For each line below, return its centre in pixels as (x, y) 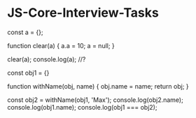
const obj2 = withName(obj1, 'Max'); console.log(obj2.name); (95, 100)
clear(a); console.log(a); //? (47, 59)
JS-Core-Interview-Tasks (83, 13)
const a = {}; (25, 32)
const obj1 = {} (28, 73)
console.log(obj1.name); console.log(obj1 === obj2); (82, 107)
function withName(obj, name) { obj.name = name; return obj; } (98, 86)
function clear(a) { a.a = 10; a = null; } (61, 45)
